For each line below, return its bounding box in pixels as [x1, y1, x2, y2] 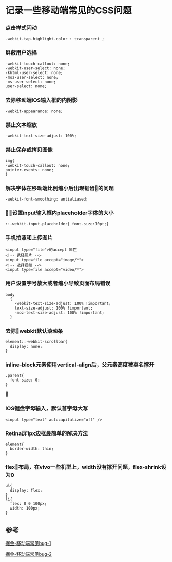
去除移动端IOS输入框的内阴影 [5, 96, 78, 103]
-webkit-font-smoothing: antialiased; [5, 196, 88, 202]
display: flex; [10, 488, 43, 493]
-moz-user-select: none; [5, 75, 59, 80]
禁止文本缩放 [5, 121, 37, 129]
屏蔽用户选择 [5, 49, 37, 57]
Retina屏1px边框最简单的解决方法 [5, 430, 88, 437]
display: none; [10, 344, 43, 349]
